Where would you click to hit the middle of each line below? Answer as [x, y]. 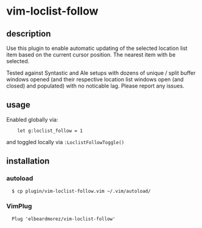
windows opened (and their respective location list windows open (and [95, 79]
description [29, 34]
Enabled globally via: [32, 119]
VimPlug [19, 206]
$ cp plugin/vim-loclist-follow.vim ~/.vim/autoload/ [81, 191]
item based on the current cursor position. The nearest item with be [91, 55]
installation [28, 161]
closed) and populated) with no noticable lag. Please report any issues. [95, 86]
